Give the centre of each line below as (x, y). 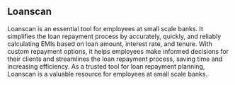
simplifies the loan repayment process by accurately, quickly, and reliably (114, 36)
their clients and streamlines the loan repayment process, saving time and (115, 59)
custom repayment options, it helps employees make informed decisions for (118, 51)
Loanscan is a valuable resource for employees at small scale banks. (107, 74)
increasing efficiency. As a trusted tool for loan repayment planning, (106, 66)
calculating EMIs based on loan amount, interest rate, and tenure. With (110, 44)
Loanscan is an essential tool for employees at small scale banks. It (105, 28)
